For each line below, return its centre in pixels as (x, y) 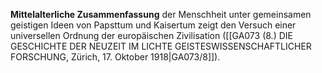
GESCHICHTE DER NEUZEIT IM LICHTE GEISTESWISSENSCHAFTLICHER (161, 46)
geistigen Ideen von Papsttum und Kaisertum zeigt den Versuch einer (153, 25)
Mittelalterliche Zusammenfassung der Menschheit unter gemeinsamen (161, 14)
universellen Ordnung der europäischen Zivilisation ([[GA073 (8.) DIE (151, 35)
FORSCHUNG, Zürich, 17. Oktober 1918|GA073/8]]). (115, 57)
